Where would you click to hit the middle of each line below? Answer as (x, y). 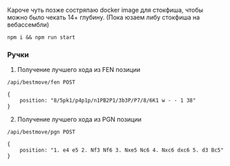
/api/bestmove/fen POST (41, 82)
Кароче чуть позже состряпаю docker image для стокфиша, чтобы (105, 10)
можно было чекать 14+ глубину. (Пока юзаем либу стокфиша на (104, 17)
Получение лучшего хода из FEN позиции (79, 70)
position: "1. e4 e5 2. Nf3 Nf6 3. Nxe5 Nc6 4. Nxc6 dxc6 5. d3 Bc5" (122, 150)
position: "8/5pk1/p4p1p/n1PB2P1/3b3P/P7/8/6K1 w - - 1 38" (108, 101)
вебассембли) (28, 25)
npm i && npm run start (41, 37)
